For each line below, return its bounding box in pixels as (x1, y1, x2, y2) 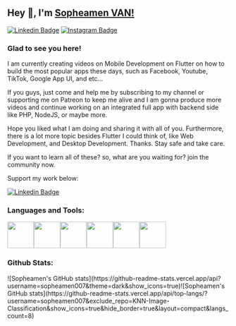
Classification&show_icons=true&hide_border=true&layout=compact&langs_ (7, 304, 229, 313)
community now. (7, 160, 56, 169)
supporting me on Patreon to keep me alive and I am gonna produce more (7, 96, 222, 104)
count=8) (7, 311, 35, 320)
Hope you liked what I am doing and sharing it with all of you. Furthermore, (7, 124, 224, 133)
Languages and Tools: (7, 205, 85, 215)
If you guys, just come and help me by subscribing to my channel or (7, 88, 204, 97)
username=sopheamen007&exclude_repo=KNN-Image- (7, 296, 170, 305)
